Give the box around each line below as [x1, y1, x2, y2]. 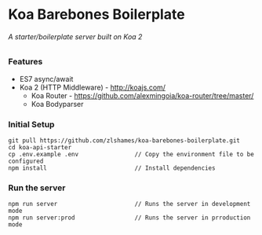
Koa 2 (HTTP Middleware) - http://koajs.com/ [19, 83, 166, 92]
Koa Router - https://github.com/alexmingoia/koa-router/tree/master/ [31, 90, 254, 100]
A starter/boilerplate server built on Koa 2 [8, 31, 143, 41]
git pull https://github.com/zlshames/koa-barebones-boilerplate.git [8, 137, 241, 145]
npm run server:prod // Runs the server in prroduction [8, 214, 251, 222]
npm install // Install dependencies [8, 164, 216, 172]
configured [8, 157, 44, 166]
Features [8, 57, 43, 68]
